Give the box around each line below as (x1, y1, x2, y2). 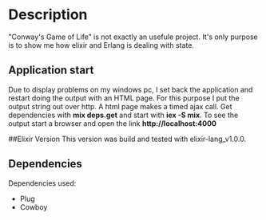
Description (8, 6, 88, 24)
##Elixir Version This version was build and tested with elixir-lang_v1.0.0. (8, 134, 246, 143)
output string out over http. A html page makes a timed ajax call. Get (8, 101, 233, 111)
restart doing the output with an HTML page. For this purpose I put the (8, 93, 240, 103)
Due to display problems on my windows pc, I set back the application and (8, 84, 253, 94)
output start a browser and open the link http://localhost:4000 (8, 118, 217, 128)
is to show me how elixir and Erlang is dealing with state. (8, 40, 194, 49)
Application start (8, 64, 94, 77)
